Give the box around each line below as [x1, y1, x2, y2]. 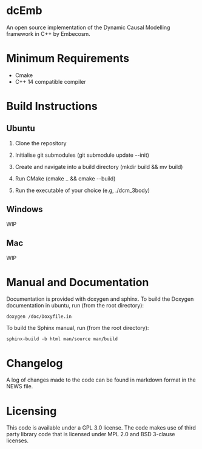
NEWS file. [6, 383, 33, 390]
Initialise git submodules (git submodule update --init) [15, 151, 150, 159]
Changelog [6, 356, 63, 370]
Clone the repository [15, 139, 67, 146]
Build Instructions [6, 100, 98, 113]
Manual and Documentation [6, 275, 149, 289]
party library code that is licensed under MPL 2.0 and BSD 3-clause [6, 431, 175, 438]
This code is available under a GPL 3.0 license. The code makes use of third [6, 424, 196, 431]
